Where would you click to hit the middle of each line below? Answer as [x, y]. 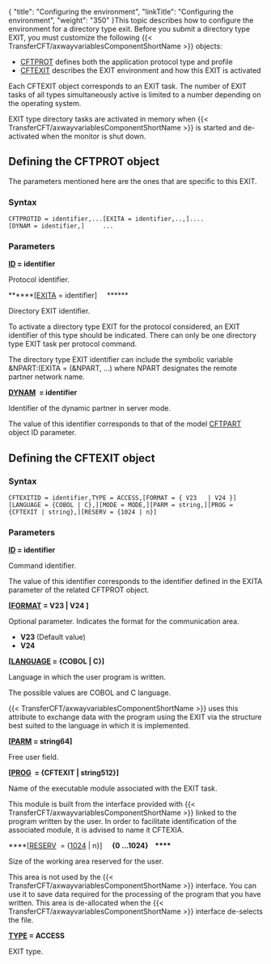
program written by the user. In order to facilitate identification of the [123, 821]
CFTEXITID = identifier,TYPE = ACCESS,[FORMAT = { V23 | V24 [117, 498]
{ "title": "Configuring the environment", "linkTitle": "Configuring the [121, 12]
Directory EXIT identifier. [49, 311]
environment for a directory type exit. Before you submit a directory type [129, 29]
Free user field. [34, 757]
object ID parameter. [42, 433]
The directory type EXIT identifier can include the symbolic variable [121, 360]
